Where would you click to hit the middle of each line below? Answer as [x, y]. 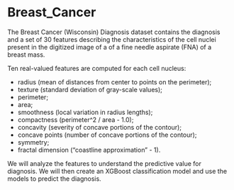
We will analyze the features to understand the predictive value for [105, 163]
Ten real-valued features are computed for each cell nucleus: [97, 68]
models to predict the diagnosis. [54, 179]
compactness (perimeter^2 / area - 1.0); [76, 119]
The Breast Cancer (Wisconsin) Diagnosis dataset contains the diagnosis [114, 32]
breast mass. [26, 55]
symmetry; [33, 142]
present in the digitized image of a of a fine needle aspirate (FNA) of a [110, 47]
